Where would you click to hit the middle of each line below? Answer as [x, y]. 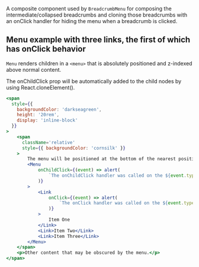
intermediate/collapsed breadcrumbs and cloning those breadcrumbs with [97, 15]
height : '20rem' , [38, 115]
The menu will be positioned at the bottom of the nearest [102, 159]
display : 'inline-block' [47, 120]
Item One [59, 220]
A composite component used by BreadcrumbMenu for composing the [89, 9]
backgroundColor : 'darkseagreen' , [59, 109]
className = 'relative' [49, 142]
